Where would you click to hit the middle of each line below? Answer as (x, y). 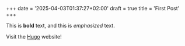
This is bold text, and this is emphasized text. (60, 26)
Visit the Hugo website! (34, 37)
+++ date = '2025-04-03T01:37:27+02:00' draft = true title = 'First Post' (93, 8)
